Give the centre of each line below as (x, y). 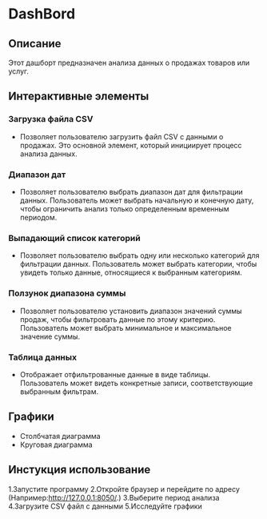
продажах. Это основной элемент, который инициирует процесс (131, 145)
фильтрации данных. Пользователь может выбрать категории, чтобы (138, 264)
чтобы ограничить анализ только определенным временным (124, 208)
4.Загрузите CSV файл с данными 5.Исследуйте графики (105, 506)
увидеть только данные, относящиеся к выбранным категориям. (131, 272)
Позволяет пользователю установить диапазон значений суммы (131, 311)
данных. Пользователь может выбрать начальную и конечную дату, (137, 200)
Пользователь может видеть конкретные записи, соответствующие (136, 383)
